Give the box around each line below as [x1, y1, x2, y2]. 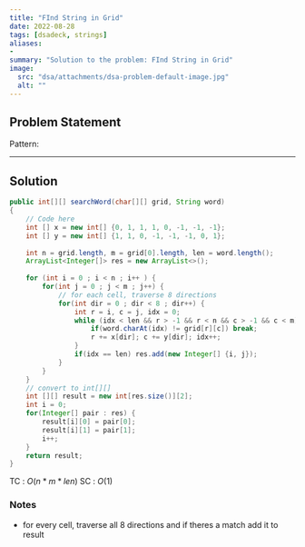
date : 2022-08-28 [9, 22, 75, 31]
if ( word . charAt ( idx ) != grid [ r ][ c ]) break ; [90, 324, 258, 333]
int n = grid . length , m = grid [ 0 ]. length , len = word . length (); [25, 248, 274, 257]
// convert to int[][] [25, 383, 112, 393]
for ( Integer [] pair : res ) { [25, 409, 136, 418]
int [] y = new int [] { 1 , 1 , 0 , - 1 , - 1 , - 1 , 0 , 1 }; [25, 231, 225, 241]
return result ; [25, 451, 84, 460]
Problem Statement [9, 114, 122, 130]
